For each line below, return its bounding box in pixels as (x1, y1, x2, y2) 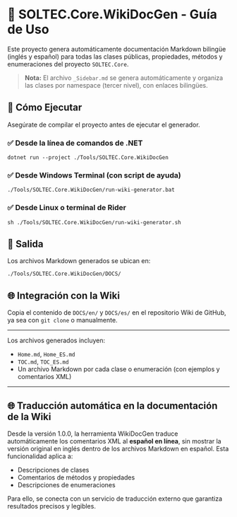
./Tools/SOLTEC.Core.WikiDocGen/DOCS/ (7, 270, 121, 278)
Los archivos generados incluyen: (7, 336, 106, 345)
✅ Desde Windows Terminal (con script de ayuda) (7, 170, 181, 180)
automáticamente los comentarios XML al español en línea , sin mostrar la (7, 437, 221, 446)
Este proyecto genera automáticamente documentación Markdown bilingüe (7, 45, 226, 53)
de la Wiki (7, 410, 51, 423)
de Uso (7, 21, 49, 37)
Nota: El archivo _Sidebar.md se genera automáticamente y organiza (24, 74, 224, 82)
